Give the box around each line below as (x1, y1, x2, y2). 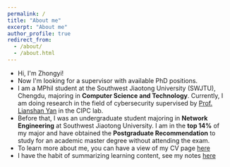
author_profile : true (7, 30, 71, 37)
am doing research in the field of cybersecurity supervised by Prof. (17, 99, 213, 107)
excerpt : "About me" (7, 23, 68, 30)
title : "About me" (7, 17, 61, 24)
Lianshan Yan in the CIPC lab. (17, 106, 104, 115)
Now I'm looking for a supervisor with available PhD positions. (17, 76, 198, 85)
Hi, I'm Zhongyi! (17, 68, 64, 78)
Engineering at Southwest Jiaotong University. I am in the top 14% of (17, 121, 220, 130)
